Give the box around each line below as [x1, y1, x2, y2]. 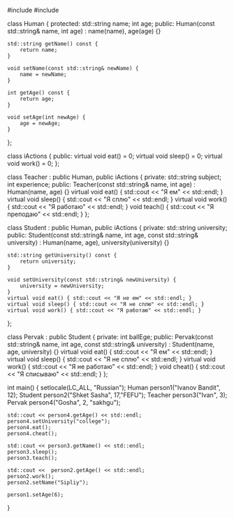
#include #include [7, 6, 59, 14]
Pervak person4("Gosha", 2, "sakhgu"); [7, 398, 121, 406]
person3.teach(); [7, 454, 58, 461]
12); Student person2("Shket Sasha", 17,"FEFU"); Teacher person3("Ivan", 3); [7, 391, 228, 399]
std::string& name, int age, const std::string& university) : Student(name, [7, 340, 215, 348]
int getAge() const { [7, 89, 71, 96]
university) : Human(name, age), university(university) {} [7, 238, 170, 247]
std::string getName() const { [7, 41, 98, 48]
